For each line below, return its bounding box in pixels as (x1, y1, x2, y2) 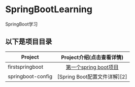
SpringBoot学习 (5, 21, 38, 27)
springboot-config (8, 73, 52, 80)
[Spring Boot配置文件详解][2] (57, 73, 127, 80)
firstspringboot (8, 63, 44, 70)
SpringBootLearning (5, 4, 93, 15)
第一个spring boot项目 (65, 64, 119, 71)
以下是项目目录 (5, 37, 52, 46)
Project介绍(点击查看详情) (60, 53, 123, 61)
